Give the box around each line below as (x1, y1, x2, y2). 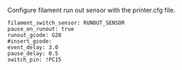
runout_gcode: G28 (7, 31, 62, 38)
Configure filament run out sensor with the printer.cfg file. (7, 6, 176, 14)
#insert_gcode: (7, 38, 52, 45)
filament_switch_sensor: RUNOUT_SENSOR (7, 20, 125, 27)
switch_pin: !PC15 (7, 56, 62, 63)
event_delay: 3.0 (7, 44, 59, 51)
